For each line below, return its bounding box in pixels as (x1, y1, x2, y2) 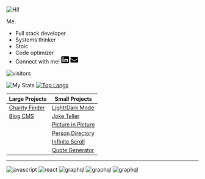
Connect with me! (15, 58, 60, 65)
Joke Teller (51, 112, 80, 120)
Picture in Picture (51, 121, 95, 128)
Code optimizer (15, 49, 54, 56)
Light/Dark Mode (51, 104, 95, 111)
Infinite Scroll (51, 137, 85, 145)
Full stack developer (15, 30, 67, 37)
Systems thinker (15, 36, 56, 43)
